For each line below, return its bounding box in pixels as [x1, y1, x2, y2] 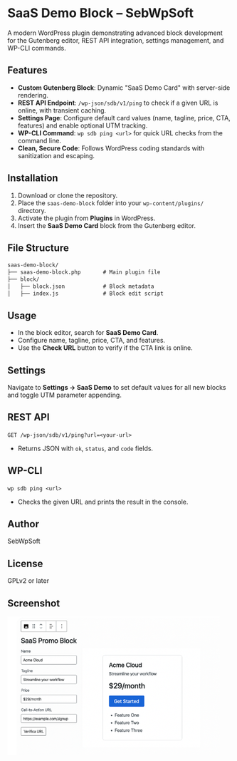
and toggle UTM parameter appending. [7, 390, 122, 399]
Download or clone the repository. [17, 191, 118, 200]
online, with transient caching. [17, 105, 107, 115]
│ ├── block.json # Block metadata [7, 283, 154, 290]
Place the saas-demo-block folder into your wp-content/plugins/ [17, 198, 204, 207]
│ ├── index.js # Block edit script [7, 290, 164, 297]
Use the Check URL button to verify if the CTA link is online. [17, 343, 194, 352]
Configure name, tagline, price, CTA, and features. [17, 336, 166, 345]
